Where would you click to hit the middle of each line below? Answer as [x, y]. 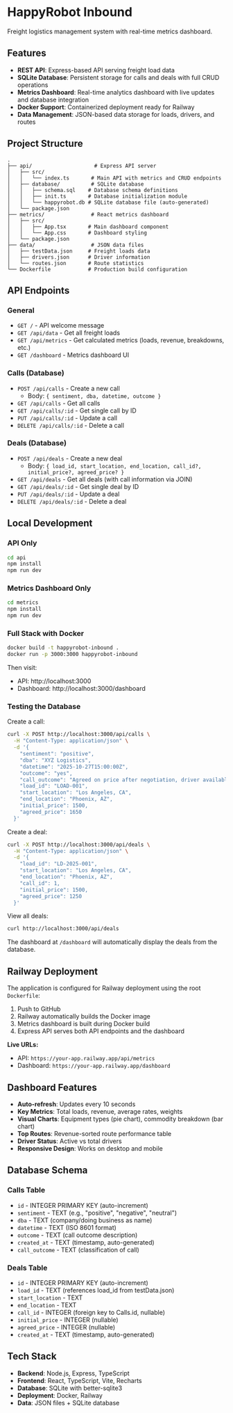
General [21, 310]
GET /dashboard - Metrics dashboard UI [73, 355]
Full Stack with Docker [46, 633]
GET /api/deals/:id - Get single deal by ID [78, 486]
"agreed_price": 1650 [51, 812]
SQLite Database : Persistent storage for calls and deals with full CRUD [118, 77]
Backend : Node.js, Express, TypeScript [73, 1373]
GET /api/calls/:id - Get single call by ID [77, 410]
